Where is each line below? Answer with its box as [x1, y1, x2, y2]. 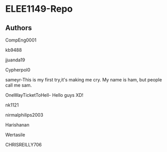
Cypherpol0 [5, 67, 31, 73]
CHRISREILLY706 [5, 142, 42, 147]
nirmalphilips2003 [5, 112, 43, 118]
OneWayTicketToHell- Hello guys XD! [5, 92, 84, 98]
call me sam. [5, 82, 32, 88]
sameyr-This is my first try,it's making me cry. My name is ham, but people [5, 77, 162, 82]
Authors [5, 24, 32, 32]
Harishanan [5, 122, 30, 128]
